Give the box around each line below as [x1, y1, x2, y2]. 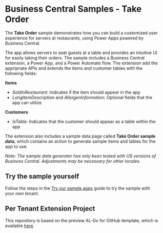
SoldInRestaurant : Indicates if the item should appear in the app [12, 89, 141, 95]
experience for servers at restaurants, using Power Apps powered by [5, 35, 144, 41]
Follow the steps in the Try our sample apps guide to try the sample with [5, 185, 150, 191]
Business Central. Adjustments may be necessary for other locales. [5, 158, 141, 164]
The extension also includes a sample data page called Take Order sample [5, 133, 156, 139]
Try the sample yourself [5, 172, 80, 181]
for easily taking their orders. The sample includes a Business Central [5, 55, 145, 60]
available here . [5, 223, 35, 229]
